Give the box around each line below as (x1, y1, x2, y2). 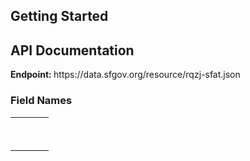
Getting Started (10, 8, 109, 25)
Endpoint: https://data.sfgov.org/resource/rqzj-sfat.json (10, 69, 241, 81)
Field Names (10, 94, 73, 108)
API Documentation (10, 42, 135, 59)
